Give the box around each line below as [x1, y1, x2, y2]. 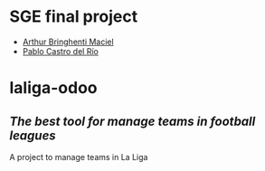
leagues [9, 128, 56, 143]
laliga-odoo [9, 78, 98, 99]
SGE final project [9, 6, 138, 27]
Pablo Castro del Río [22, 45, 99, 56]
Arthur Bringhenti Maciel [22, 36, 115, 47]
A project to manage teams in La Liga [9, 151, 148, 162]
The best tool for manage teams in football [9, 113, 256, 128]
